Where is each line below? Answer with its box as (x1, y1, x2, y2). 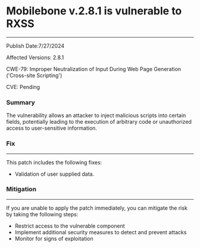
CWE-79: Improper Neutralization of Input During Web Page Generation (6, 65, 182, 72)
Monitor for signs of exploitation (14, 235, 93, 242)
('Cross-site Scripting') (6, 72, 62, 79)
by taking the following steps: (6, 210, 79, 218)
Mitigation (6, 185, 37, 194)
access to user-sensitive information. (6, 124, 97, 132)
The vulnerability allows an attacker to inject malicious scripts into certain (6, 112, 186, 119)
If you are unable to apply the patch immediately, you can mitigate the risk (6, 204, 187, 212)
